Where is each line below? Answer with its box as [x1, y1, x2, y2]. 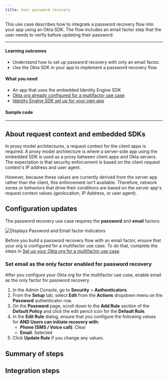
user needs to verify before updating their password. [5, 32, 114, 38]
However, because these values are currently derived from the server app [5, 174, 157, 180]
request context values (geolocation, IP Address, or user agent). [5, 190, 137, 196]
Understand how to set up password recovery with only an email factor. [12, 59, 160, 65]
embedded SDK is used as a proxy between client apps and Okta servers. [5, 154, 157, 160]
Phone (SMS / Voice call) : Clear [19, 324, 86, 330]
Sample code [5, 109, 33, 115]
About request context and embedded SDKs [5, 130, 146, 138]
